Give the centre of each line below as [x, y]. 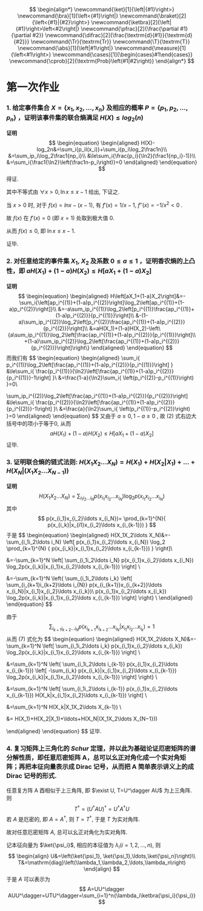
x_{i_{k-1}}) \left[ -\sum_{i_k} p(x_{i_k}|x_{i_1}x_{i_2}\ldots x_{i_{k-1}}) [92, 671]
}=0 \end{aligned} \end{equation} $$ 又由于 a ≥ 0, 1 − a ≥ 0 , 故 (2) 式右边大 [101, 416]
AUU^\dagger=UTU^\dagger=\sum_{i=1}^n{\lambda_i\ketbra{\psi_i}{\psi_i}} [102, 895]
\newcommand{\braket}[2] [153, 16]
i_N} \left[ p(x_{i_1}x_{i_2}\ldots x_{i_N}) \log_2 [108, 542]
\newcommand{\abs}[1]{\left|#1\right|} [65, 48]
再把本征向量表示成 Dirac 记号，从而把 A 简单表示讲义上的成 [106, 767]
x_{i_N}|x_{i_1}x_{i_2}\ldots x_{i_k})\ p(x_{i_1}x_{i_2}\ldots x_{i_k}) [86, 591]
